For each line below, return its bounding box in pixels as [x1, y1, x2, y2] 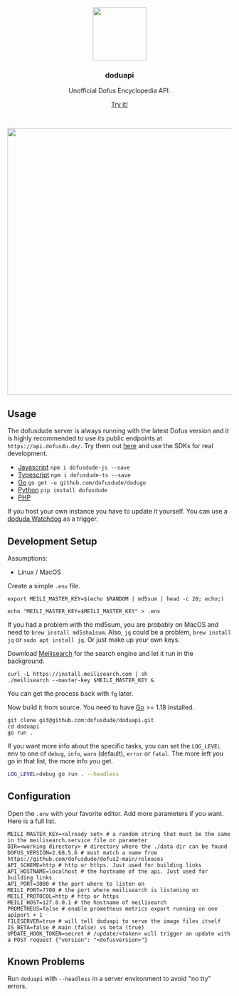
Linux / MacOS [17, 568, 62, 576]
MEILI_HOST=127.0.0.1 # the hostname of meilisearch [7, 899, 167, 906]
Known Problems [7, 955, 85, 968]
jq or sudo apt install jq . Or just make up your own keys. [7, 635, 180, 644]
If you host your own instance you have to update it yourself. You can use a [7, 507, 228, 516]
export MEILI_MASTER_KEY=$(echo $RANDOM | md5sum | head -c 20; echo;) [7, 595, 224, 603]
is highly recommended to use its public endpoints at [7, 434, 163, 443]
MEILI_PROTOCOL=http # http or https [7, 893, 119, 900]
